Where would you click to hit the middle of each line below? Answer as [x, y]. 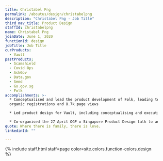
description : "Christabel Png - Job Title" [50, 18]
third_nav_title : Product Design [39, 23]
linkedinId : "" [20, 131]
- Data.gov [20, 77]
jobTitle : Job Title [26, 46]
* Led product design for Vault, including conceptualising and [76, 113]
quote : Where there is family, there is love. [53, 126]
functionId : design [25, 41]
